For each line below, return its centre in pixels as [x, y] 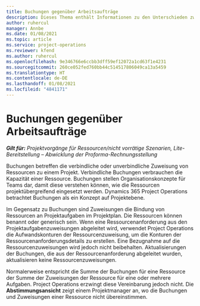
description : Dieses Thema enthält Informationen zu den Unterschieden [97, 17]
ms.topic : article [29, 39]
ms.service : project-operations [46, 45]
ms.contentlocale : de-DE [37, 78]
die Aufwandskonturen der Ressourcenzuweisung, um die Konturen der [94, 234]
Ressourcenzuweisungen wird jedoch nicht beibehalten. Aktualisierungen [96, 247]
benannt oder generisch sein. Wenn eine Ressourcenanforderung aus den [97, 222]
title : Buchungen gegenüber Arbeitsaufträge [62, 12]
